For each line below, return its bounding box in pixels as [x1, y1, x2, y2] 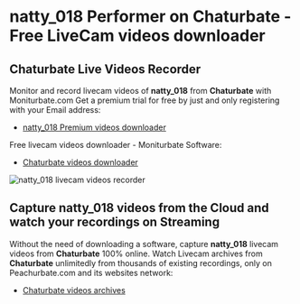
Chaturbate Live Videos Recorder [9, 61, 202, 77]
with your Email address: [9, 105, 101, 115]
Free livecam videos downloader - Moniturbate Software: [9, 140, 222, 150]
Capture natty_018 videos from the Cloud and [9, 200, 269, 216]
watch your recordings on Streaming [9, 215, 220, 230]
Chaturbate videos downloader [22, 157, 138, 168]
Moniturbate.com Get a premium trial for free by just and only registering [9, 95, 280, 106]
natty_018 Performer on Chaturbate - [9, 6, 292, 27]
